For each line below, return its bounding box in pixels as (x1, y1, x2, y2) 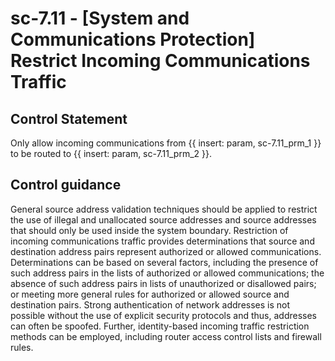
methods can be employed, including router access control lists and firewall (10, 330, 322, 342)
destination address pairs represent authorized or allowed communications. (10, 245, 322, 257)
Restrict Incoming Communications (10, 50, 311, 72)
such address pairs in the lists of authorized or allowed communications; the (10, 267, 325, 279)
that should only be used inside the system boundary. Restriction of (10, 224, 289, 236)
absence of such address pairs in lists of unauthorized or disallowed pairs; (10, 277, 317, 289)
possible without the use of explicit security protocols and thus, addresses (10, 309, 317, 321)
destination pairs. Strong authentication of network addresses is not (10, 298, 291, 311)
